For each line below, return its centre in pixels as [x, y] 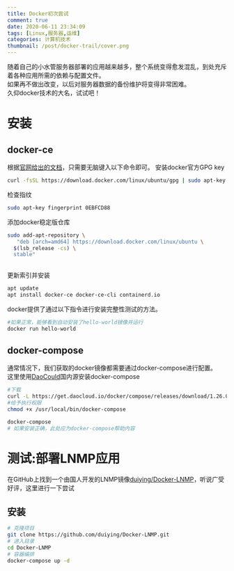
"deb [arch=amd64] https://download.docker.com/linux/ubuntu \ [110, 242]
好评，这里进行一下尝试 [41, 487]
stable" [25, 255]
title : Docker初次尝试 [38, 14]
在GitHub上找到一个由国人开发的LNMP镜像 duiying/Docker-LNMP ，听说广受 [116, 479]
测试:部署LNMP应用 [64, 459]
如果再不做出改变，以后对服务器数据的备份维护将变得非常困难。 [99, 84]
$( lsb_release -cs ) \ [45, 248]
